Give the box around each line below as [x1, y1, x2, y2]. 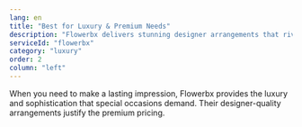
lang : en [9, 13, 42, 23]
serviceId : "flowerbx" [9, 38, 94, 48]
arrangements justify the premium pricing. [9, 107, 165, 118]
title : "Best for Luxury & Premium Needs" [9, 22, 171, 31]
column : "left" [9, 64, 67, 73]
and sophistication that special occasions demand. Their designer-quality [9, 97, 281, 108]
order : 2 [9, 55, 42, 64]
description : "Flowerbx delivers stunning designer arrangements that [9, 30, 280, 39]
